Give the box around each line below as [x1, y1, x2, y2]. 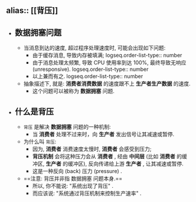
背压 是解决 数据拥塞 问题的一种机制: [23, 123, 111, 131]
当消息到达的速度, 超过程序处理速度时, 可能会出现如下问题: [23, 44, 166, 51]
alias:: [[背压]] [6, 5, 58, 16]
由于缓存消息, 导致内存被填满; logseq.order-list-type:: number [32, 52, 182, 59]
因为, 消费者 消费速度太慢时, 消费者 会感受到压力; [32, 145, 152, 152]
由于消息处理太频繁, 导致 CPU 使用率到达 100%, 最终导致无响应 [32, 59, 187, 66]
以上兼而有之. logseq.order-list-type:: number [32, 73, 143, 80]
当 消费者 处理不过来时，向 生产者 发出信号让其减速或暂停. [32, 131, 175, 138]
